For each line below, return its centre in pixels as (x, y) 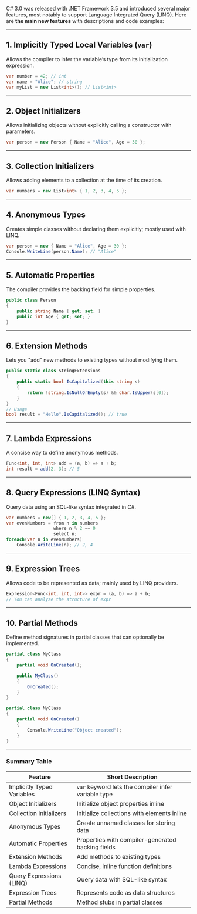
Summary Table (29, 762)
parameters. (21, 131)
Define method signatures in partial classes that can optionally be (85, 637)
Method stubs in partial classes (120, 902)
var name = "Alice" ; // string (44, 82)
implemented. (23, 643)
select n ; (65, 534)
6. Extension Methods (47, 346)
